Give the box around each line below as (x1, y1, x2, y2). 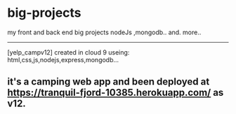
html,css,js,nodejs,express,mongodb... (7, 55, 119, 64)
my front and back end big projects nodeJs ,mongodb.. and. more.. (7, 28, 202, 36)
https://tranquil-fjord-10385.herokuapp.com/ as (7, 87, 224, 99)
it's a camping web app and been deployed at (7, 76, 210, 88)
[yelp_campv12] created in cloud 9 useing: (7, 48, 130, 57)
